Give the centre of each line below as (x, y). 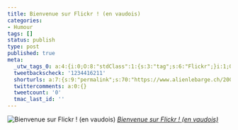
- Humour (20, 27)
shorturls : (30, 79)
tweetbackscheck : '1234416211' (60, 73)
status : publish (31, 40)
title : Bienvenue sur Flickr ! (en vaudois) (74, 14)
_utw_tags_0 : (33, 66)
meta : (15, 60)
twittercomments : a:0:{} (50, 86)
